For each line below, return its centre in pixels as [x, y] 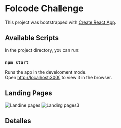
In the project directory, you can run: [42, 50]
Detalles [18, 121]
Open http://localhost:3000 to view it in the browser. [59, 78]
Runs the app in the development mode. [46, 72]
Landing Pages [29, 93]
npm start [17, 62]
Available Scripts [32, 38]
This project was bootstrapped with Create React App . [61, 22]
